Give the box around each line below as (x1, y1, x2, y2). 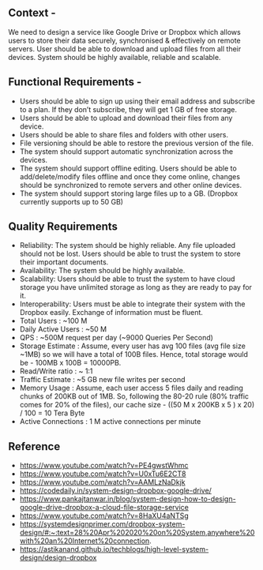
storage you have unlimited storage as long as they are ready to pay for (19, 283, 253, 292)
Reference (8, 440, 61, 453)
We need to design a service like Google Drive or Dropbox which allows (8, 27, 241, 36)
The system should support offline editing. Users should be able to (19, 163, 237, 173)
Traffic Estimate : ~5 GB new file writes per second (19, 375, 186, 384)
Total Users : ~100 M (19, 316, 88, 326)
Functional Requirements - (8, 75, 142, 89)
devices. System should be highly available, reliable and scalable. (8, 52, 221, 62)
